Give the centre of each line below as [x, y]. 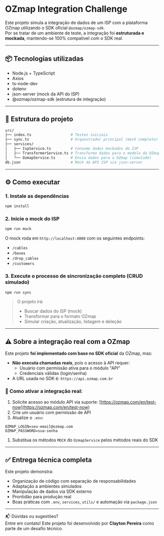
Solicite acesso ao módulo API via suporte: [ [56, 402]
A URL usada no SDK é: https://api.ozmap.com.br [62, 379]
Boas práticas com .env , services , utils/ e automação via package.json [84, 502]
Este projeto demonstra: [29, 472]
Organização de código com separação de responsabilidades [74, 481]
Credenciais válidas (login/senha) [53, 373]
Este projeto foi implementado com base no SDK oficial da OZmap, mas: [79, 353]
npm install [17, 206]
